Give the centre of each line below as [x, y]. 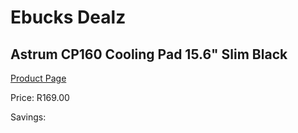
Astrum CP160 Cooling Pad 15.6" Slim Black [149, 54]
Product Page [38, 78]
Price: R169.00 [40, 97]
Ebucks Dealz [68, 17]
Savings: [28, 117]
